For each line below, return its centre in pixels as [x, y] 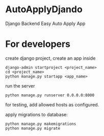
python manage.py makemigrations [41, 124]
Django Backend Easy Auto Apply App [45, 23]
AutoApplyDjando [44, 9]
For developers [38, 44]
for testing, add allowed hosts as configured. [52, 104]
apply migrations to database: [36, 114]
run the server [20, 86]
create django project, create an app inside [50, 58]
